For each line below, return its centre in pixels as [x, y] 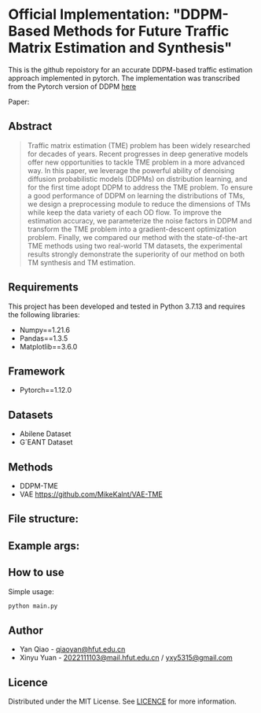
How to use [36, 573]
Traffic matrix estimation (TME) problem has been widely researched [139, 145]
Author [26, 630]
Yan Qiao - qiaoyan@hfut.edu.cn [72, 649]
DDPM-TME [39, 486]
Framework [37, 371]
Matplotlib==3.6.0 [48, 346]
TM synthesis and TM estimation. [81, 262]
